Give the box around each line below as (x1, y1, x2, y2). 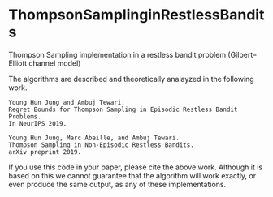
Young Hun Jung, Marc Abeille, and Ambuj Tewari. (8, 134, 180, 142)
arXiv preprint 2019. (8, 148, 82, 156)
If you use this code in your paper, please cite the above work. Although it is (8, 162, 263, 172)
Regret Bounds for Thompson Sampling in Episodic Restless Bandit (8, 105, 238, 113)
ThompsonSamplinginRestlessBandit (8, 6, 265, 24)
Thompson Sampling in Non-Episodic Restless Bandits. (8, 140, 195, 149)
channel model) (28, 58, 81, 68)
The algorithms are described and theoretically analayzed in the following (8, 74, 254, 84)
